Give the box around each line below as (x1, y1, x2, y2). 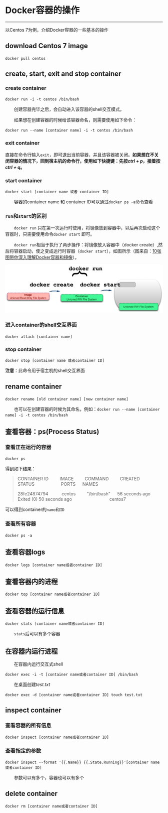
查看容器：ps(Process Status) (5, 428, 99, 436)
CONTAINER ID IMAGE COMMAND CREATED (17, 476, 140, 482)
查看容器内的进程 (5, 577, 58, 586)
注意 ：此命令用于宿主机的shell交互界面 (5, 367, 85, 373)
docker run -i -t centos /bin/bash (5, 97, 79, 102)
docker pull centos (5, 56, 46, 61)
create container (5, 85, 46, 92)
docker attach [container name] (5, 334, 72, 339)
